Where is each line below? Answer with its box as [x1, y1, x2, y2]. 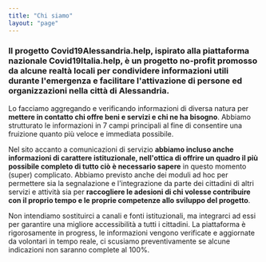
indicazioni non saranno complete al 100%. [8, 244, 150, 254]
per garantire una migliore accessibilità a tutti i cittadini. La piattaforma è [8, 219, 246, 228]
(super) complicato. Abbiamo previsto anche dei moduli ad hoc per [8, 169, 228, 180]
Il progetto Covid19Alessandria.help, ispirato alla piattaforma [8, 46, 250, 57]
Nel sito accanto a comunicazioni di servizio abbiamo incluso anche [8, 145, 234, 154]
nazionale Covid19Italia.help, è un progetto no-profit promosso [8, 55, 258, 66]
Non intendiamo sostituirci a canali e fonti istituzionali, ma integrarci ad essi [8, 211, 256, 220]
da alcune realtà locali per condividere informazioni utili [8, 65, 229, 77]
